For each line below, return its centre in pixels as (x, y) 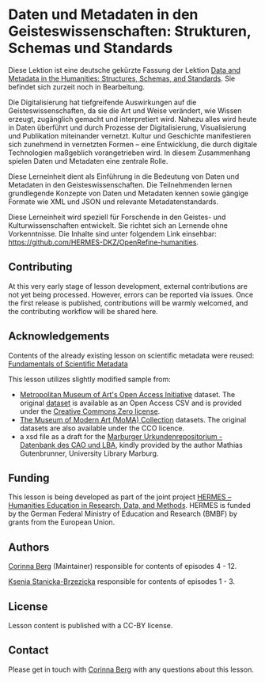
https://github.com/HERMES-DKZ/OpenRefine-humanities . (104, 242)
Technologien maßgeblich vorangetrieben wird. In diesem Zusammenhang (129, 153)
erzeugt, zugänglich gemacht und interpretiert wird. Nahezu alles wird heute (132, 119)
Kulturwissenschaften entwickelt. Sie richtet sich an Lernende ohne (118, 225)
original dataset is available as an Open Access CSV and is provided (131, 403)
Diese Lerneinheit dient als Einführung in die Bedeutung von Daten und (124, 176)
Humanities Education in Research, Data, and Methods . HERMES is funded (129, 506)
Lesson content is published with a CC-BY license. (91, 625)
